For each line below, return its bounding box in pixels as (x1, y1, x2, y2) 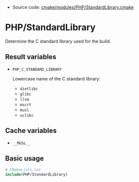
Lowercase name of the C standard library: (12, 75, 101, 81)
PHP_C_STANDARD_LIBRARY (12, 67, 62, 72)
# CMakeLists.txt (5, 167, 41, 172)
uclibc (19, 112, 34, 118)
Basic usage (5, 154, 44, 162)
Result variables (5, 52, 56, 61)
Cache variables (5, 126, 57, 135)
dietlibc (19, 86, 38, 91)
